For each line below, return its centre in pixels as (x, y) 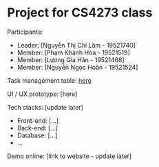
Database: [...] (37, 135)
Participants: (25, 32)
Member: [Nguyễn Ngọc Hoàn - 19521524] (77, 67)
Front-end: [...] (38, 120)
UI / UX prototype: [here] (42, 94)
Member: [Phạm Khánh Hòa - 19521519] (74, 52)
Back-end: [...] (38, 128)
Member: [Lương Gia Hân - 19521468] (71, 59)
